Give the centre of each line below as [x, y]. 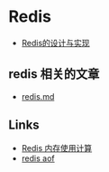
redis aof [38, 158]
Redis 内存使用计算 [57, 148]
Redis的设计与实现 [56, 43]
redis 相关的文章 [54, 74]
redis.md [38, 96]
